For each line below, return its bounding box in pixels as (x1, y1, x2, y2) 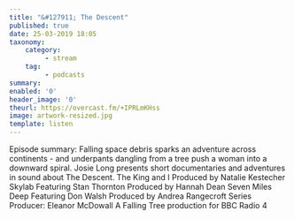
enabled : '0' (9, 87, 58, 95)
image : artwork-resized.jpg (9, 111, 113, 120)
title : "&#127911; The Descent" (9, 12, 128, 22)
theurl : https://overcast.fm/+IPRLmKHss (9, 103, 161, 112)
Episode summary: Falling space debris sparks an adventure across (9, 144, 257, 155)
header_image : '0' (9, 94, 77, 104)
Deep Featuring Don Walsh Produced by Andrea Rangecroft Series (9, 191, 252, 201)
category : (25, 46, 62, 55)
